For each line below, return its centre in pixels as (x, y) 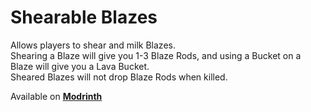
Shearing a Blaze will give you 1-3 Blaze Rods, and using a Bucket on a (156, 55)
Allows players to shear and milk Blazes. (93, 45)
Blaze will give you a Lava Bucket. (80, 66)
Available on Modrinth (56, 96)
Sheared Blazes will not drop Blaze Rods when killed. (119, 77)
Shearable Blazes (84, 17)
